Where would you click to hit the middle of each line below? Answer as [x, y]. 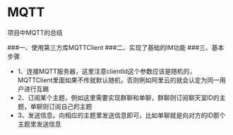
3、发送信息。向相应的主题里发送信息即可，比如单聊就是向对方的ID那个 [121, 115]
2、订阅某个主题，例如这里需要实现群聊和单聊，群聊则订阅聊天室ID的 [119, 97]
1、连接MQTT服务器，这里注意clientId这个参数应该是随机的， [107, 71]
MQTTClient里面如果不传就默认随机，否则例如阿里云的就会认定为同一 [119, 80]
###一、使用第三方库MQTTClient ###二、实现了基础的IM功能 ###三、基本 [116, 47]
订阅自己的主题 [70, 106]
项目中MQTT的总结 [35, 32]
